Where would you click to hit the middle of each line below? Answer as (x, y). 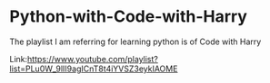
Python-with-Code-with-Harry (129, 17)
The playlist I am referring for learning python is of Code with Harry (135, 41)
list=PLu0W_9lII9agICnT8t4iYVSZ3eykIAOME (94, 69)
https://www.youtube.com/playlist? (93, 59)
